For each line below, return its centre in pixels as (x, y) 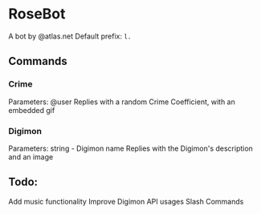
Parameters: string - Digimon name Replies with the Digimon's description (130, 148)
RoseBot (37, 14)
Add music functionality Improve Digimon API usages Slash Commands (126, 201)
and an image (31, 156)
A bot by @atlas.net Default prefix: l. (70, 36)
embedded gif (32, 110)
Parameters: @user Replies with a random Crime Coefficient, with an (122, 102)
